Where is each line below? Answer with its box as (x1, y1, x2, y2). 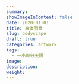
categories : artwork (6, 42, 58, 48)
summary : (6, 8, 28, 15)
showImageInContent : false (6, 14, 73, 20)
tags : (6, 47, 20, 53)
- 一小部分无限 (11, 53, 44, 59)
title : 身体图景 (6, 25, 43, 31)
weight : (6, 69, 26, 75)
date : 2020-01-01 (6, 20, 49, 25)
